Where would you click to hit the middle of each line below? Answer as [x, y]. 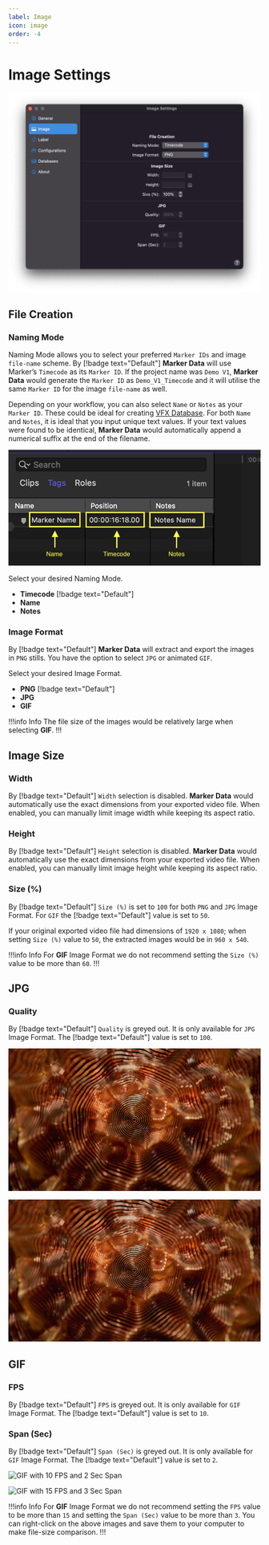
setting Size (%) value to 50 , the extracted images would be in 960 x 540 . [129, 939]
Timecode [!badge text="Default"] [77, 594]
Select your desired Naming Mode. [66, 579]
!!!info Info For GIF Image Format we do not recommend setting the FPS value [134, 1506]
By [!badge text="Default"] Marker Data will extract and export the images [131, 650]
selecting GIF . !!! [35, 730]
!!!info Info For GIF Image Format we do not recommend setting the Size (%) [134, 955]
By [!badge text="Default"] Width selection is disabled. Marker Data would [131, 796]
